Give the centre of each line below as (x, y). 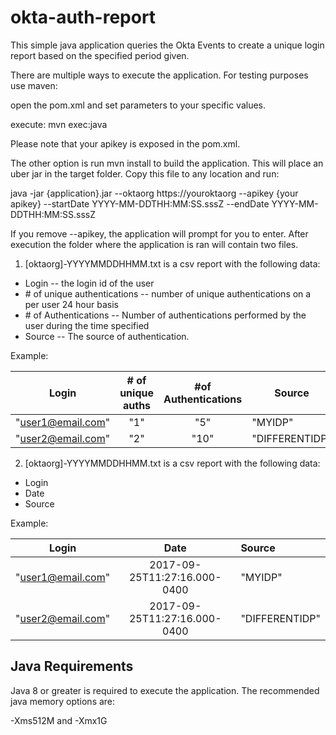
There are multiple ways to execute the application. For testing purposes (159, 75)
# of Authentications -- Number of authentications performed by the (165, 315)
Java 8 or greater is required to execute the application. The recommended (165, 690)
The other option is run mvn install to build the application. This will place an (167, 163)
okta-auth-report (83, 17)
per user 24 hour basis (71, 304)
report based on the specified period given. (100, 55)
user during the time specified (87, 325)
